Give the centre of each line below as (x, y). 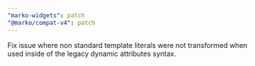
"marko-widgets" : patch (46, 15)
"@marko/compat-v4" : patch (51, 23)
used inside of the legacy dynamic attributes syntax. (92, 53)
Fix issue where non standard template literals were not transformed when (127, 45)
